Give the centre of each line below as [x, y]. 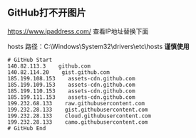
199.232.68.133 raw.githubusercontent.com [76, 103]
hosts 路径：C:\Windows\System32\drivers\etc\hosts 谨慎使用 [99, 46]
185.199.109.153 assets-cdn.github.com [71, 85]
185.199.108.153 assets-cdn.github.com [71, 78]
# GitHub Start [30, 60]
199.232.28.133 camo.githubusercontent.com [78, 122]
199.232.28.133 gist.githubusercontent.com [78, 110]
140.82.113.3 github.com [49, 66]
